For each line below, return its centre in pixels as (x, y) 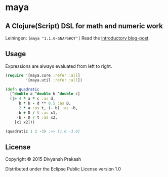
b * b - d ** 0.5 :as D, (45, 103)
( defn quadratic (22, 89)
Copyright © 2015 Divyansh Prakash (43, 159)
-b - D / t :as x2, (37, 117)
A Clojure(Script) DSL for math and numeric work (84, 26)
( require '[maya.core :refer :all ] (43, 75)
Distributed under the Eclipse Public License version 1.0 (63, 169)
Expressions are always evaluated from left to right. (59, 66)
